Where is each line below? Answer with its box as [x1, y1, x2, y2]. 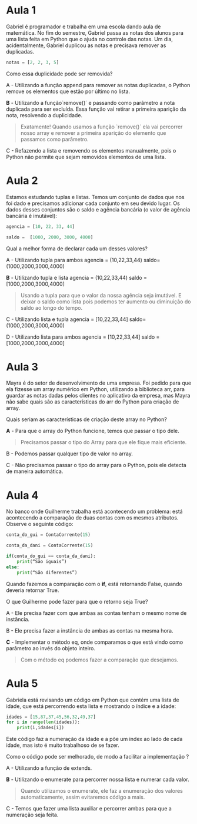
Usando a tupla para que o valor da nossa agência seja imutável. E [20, 292, 182, 299]
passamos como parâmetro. [20, 135, 89, 143]
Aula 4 [6, 488, 39, 502]
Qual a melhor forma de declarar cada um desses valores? [6, 245, 148, 252]
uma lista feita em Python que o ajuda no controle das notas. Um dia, [6, 35, 173, 42]
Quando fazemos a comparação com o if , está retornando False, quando [6, 580, 182, 587]
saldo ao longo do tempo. [20, 304, 83, 311]
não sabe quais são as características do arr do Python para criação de [6, 398, 179, 405]
